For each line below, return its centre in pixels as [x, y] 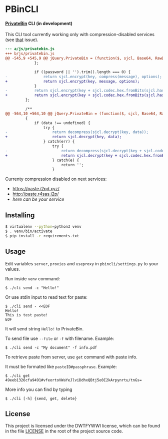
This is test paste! [27, 315]
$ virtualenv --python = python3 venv [43, 227]
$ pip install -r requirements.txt [42, 236]
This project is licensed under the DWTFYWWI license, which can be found [83, 426]
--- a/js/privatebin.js [30, 49]
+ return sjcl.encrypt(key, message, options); [72, 81]
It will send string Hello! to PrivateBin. [44, 328]
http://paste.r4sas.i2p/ [35, 194]
